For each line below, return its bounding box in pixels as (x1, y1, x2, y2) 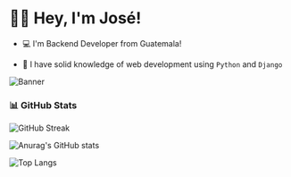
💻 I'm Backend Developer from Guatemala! (21, 38, 182, 48)
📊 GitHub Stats (9, 98, 78, 111)
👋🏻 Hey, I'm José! (9, 8, 142, 29)
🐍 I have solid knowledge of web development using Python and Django (21, 58, 283, 70)
